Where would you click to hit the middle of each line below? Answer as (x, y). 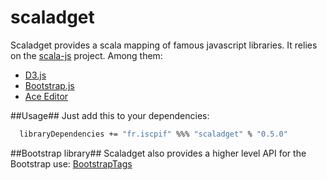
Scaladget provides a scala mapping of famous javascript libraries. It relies (164, 45)
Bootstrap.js (49, 85)
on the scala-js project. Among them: (86, 55)
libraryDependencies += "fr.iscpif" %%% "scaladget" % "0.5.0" (153, 134)
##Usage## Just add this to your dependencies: (110, 115)
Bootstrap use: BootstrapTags (71, 163)
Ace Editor (46, 96)
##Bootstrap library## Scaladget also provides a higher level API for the (158, 153)
